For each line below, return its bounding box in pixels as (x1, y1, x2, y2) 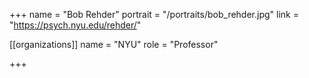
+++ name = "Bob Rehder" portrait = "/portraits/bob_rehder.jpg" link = (9, 9, 299, 20)
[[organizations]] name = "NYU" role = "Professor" (9, 39, 219, 50)
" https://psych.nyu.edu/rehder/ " (9, 19, 142, 31)
